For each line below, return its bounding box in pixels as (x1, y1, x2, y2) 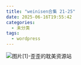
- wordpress (11, 36, 41, 42)
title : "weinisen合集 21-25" (6, 8, 76, 15)
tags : (6, 30, 19, 36)
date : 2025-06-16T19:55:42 (6, 14, 72, 20)
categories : (6, 19, 35, 25)
